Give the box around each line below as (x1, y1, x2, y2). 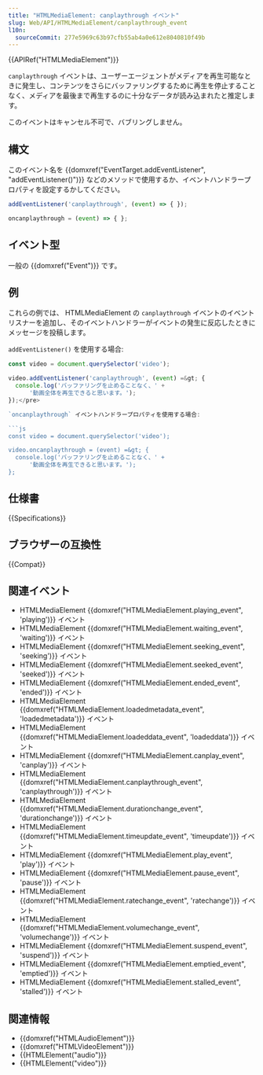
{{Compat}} (8, 559, 46, 569)
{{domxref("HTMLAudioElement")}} (19, 1033, 135, 1043)
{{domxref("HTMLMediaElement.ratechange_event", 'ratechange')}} (19, 896, 240, 905)
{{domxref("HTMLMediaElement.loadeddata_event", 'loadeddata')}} (19, 732, 239, 742)
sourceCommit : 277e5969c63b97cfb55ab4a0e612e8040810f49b (15, 33, 206, 42)
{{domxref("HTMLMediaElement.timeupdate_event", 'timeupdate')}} (19, 831, 239, 841)
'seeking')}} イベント (19, 651, 88, 661)
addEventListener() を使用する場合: (8, 344, 124, 354)
